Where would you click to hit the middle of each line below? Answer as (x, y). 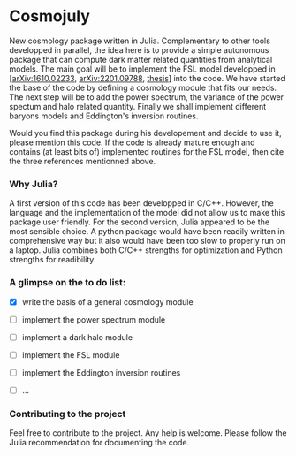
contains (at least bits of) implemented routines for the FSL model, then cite (147, 151)
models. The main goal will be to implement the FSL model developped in (142, 69)
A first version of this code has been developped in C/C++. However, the (141, 203)
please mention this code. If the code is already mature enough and (132, 142)
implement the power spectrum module (94, 319)
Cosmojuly (50, 16)
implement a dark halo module (77, 337)
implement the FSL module (71, 354)
